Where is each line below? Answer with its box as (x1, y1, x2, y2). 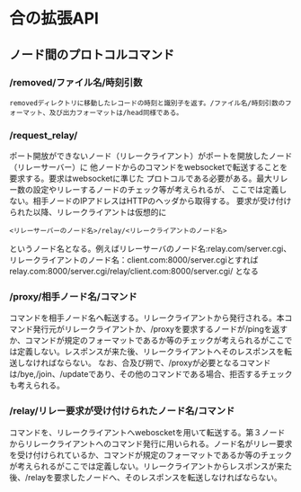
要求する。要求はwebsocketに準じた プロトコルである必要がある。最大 (9, 173, 272, 184)
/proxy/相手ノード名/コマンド (9, 291, 137, 303)
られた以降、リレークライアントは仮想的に (9, 207, 167, 218)
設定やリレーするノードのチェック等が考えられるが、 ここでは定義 (32, 184, 279, 195)
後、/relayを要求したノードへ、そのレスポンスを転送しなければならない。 (9, 471, 282, 482)
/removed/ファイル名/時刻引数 (9, 76, 143, 88)
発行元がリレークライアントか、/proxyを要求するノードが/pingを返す (32, 324, 288, 335)
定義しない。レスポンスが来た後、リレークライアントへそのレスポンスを (16, 346, 285, 357)
